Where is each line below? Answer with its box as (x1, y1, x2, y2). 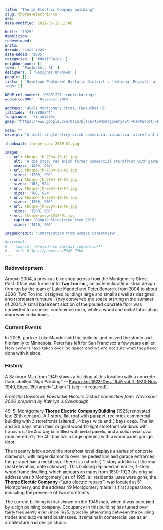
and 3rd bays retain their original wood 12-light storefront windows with (5, 423, 148, 429)
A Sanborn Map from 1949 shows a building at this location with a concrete (5, 373, 155, 379)
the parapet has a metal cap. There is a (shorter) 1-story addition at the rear (5, 458, 156, 464)
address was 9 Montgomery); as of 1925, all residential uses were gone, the (5, 474, 157, 480)
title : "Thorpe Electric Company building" (5, 7, 95, 12)
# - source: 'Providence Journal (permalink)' (5, 244, 103, 249)
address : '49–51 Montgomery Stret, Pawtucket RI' (5, 105, 108, 111)
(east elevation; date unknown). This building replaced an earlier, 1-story (5, 464, 150, 469)
